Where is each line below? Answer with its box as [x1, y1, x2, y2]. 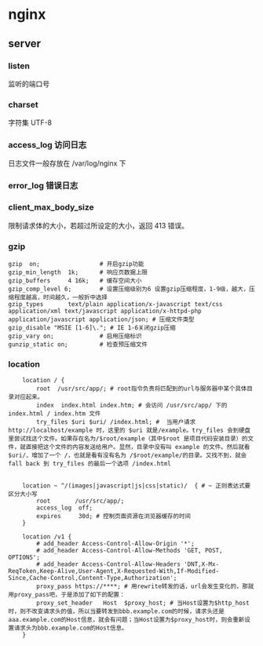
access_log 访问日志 [8, 140, 87, 151]
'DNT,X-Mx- [183, 560, 220, 568]
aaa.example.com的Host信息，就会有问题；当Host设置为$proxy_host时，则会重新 [8, 616, 245, 624]
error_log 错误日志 [8, 181, 79, 192]
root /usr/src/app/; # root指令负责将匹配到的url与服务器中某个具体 [36, 385, 247, 393]
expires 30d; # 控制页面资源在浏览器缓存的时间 [36, 513, 191, 520]
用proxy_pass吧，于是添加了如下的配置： [8, 591, 126, 599]
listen [8, 60, 30, 71]
